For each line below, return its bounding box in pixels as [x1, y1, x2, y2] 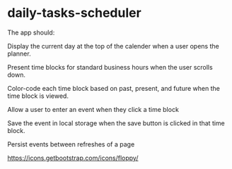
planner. [7, 49, 31, 58]
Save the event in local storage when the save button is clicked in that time [7, 118, 225, 127]
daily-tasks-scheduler [7, 5, 141, 21]
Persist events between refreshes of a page [7, 139, 135, 149]
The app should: [7, 28, 55, 37]
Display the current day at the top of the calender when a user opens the [7, 42, 219, 50]
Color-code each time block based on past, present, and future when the [7, 84, 221, 92]
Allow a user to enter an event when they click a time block [7, 105, 179, 113]
